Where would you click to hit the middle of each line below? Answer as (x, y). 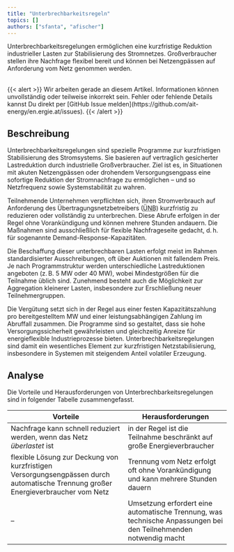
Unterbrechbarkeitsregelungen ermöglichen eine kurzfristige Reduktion (110, 47)
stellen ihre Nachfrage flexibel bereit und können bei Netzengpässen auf (111, 61)
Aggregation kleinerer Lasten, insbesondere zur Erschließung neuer (104, 288)
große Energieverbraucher (171, 446)
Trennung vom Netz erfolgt (172, 462)
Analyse (25, 376)
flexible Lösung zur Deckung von (64, 457)
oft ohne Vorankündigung (169, 470)
